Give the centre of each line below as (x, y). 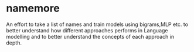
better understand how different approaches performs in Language (87, 30)
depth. (14, 43)
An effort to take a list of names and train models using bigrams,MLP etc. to (97, 24)
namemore (33, 8)
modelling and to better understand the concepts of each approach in (90, 36)
